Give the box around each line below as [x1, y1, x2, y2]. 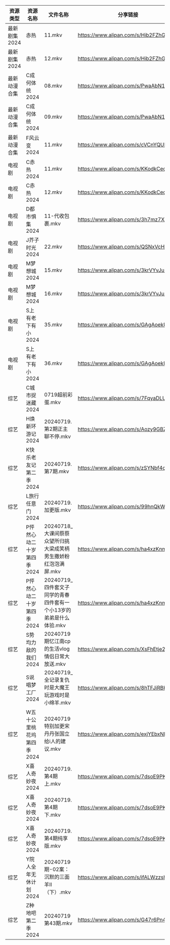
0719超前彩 [44, 391, 73, 398]
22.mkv [44, 243, 62, 250]
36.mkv [44, 360, 62, 367]
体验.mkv [44, 622, 66, 629]
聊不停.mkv [44, 433, 71, 440]
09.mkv [44, 114, 62, 120]
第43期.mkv [44, 920, 72, 927]
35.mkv [44, 321, 62, 328]
